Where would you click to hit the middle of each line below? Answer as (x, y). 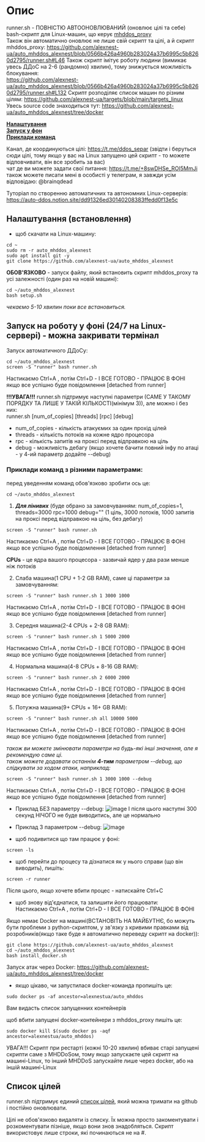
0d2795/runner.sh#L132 (37, 92)
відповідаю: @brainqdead (39, 181)
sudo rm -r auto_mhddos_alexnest (49, 250)
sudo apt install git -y (38, 256)
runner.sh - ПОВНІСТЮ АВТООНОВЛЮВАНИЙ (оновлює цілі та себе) (96, 28)
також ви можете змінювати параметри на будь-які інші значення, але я (102, 748)
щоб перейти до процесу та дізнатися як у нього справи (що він (99, 861)
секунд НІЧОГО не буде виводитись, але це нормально (88, 815)
